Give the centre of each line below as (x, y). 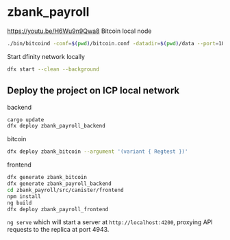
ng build (20, 203)
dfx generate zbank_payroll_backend (59, 184)
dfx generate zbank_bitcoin (47, 178)
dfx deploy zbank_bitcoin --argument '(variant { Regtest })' (98, 152)
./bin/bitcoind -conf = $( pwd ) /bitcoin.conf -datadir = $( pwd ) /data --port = (113, 43)
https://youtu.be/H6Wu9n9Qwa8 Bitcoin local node (79, 31)
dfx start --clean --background (53, 69)
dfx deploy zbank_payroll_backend (56, 126)
